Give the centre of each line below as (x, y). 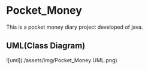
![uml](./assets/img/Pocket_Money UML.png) (62, 60)
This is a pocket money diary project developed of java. (75, 27)
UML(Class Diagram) (46, 46)
